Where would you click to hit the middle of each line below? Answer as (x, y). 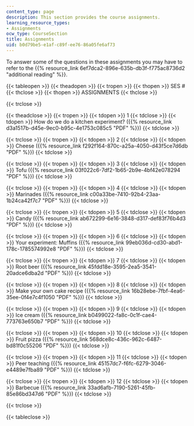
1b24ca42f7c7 (24, 201)
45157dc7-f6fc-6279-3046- (132, 363)
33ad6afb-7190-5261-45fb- (122, 387)
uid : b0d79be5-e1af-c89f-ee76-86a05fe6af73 (61, 45)
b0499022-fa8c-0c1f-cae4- (123, 315)
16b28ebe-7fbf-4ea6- (158, 291)
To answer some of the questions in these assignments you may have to (94, 62)
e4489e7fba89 (25, 369)
